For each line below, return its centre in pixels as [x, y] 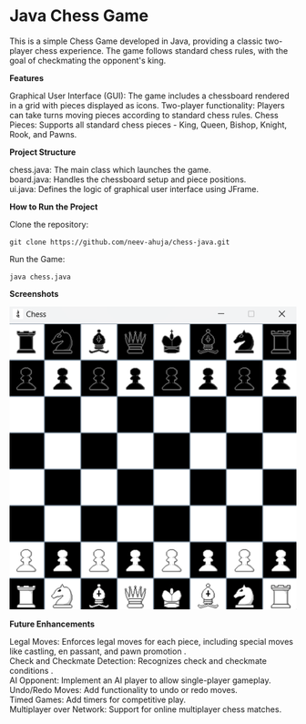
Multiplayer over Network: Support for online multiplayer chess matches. [146, 709]
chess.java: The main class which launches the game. [110, 169]
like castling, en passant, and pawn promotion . [98, 651]
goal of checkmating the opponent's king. [88, 60]
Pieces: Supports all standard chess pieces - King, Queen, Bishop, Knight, [148, 125]
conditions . [31, 671]
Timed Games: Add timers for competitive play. [98, 700]
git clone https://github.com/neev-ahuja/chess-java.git [120, 242]
